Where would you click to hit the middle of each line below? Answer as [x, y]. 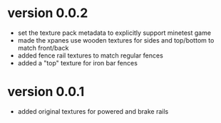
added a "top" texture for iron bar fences [77, 63]
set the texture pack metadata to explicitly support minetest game [114, 33]
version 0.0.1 [46, 92]
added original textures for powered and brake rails [93, 111]
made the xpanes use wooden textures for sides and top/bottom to [116, 40]
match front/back [43, 48]
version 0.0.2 [48, 13]
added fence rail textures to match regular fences [91, 55]
